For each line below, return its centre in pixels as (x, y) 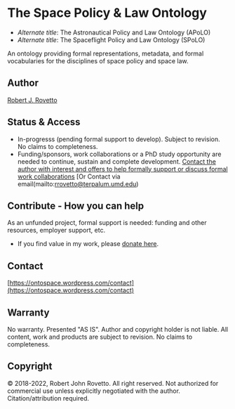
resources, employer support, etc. (56, 231)
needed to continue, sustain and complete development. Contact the (116, 161)
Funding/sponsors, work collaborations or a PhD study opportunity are (119, 154)
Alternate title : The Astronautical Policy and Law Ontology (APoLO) (114, 32)
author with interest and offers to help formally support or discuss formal (122, 169)
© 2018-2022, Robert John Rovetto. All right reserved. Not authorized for (113, 383)
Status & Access (44, 122)
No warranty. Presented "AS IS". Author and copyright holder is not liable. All (118, 329)
